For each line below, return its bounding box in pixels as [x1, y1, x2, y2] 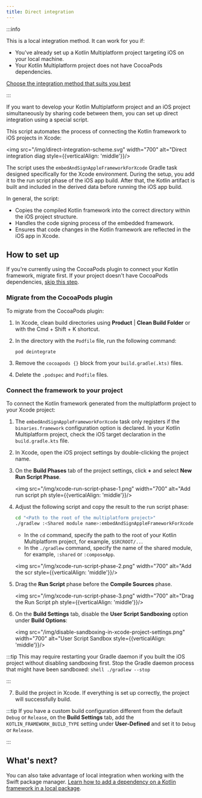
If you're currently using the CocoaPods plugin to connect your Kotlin [6, 266, 178, 273]
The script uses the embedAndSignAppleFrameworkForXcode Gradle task [6, 164, 178, 171]
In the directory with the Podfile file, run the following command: [14, 337, 177, 344]
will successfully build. [14, 695, 72, 703]
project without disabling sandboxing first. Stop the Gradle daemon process [6, 659, 195, 666]
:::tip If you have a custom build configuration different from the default [6, 707, 183, 714]
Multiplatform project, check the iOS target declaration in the [14, 431, 166, 438]
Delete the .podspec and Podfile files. [14, 371, 109, 378]
